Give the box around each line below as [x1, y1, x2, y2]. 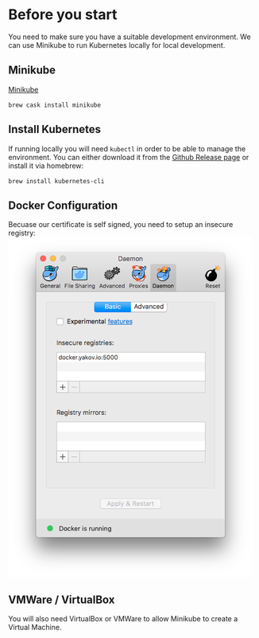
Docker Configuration [8, 198, 118, 212]
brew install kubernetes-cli [8, 177, 105, 185]
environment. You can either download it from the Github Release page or [8, 152, 249, 162]
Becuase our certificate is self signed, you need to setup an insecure [8, 220, 234, 229]
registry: [8, 229, 36, 238]
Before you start [8, 6, 118, 24]
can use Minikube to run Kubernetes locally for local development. [8, 40, 226, 49]
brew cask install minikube [8, 101, 102, 109]
